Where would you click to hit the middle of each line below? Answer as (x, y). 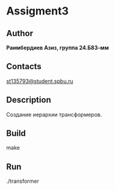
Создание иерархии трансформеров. (54, 114)
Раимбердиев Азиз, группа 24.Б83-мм (58, 47)
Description (29, 100)
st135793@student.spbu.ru (40, 81)
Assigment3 (38, 11)
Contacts (24, 66)
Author (20, 33)
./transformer (23, 181)
